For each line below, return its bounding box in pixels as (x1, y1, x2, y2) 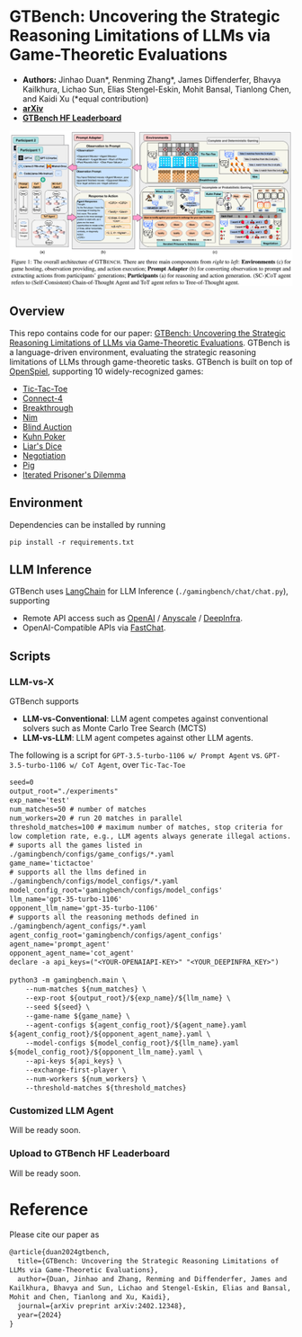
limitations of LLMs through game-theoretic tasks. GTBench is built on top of (9, 356, 293, 367)
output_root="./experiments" (9, 787, 119, 797)
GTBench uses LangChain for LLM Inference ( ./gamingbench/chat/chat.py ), (9, 586, 289, 597)
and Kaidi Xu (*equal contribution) (22, 93, 149, 104)
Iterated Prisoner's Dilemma (22, 469, 126, 480)
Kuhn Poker (22, 431, 66, 441)
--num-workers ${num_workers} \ (25, 1074, 147, 1084)
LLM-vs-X (9, 675, 55, 688)
